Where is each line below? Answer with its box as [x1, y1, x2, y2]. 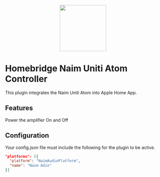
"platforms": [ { [5, 154, 39, 159]
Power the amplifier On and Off [5, 117, 69, 123]
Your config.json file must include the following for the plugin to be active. [5, 144, 156, 150]
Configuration [5, 131, 49, 140]
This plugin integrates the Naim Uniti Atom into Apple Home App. [5, 89, 137, 96]
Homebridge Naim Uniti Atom [5, 63, 127, 74]
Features [5, 104, 33, 112]
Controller [5, 73, 48, 85]
